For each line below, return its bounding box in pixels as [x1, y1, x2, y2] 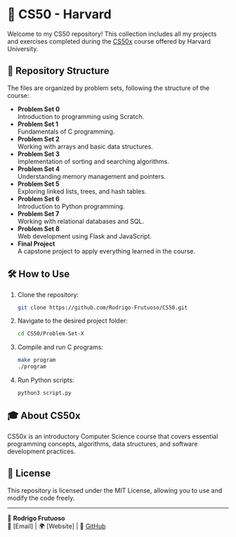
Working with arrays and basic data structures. [17, 142, 153, 151]
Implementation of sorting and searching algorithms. [17, 157, 170, 165]
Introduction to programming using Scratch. [17, 112, 145, 120]
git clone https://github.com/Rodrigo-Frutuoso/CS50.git [17, 304, 188, 311]
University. [7, 44, 39, 53]
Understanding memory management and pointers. [17, 172, 166, 180]
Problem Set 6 [17, 194, 60, 203]
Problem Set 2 [17, 134, 60, 143]
